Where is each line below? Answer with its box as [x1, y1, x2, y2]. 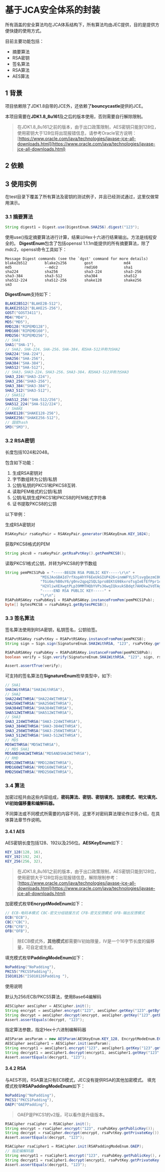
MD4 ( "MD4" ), [5, 315, 29, 320]
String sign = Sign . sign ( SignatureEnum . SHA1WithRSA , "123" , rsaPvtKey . [5, 641, 155, 646]
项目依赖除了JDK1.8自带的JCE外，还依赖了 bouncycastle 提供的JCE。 [5, 103, 146, 109]
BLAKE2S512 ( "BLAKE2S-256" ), [5, 306, 63, 311]
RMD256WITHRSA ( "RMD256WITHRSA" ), [5, 770, 74, 774]
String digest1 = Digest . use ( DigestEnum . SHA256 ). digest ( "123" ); [5, 225, 139, 230]
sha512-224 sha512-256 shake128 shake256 [5, 278, 141, 283]
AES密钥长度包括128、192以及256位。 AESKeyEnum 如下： [5, 840, 124, 846]
